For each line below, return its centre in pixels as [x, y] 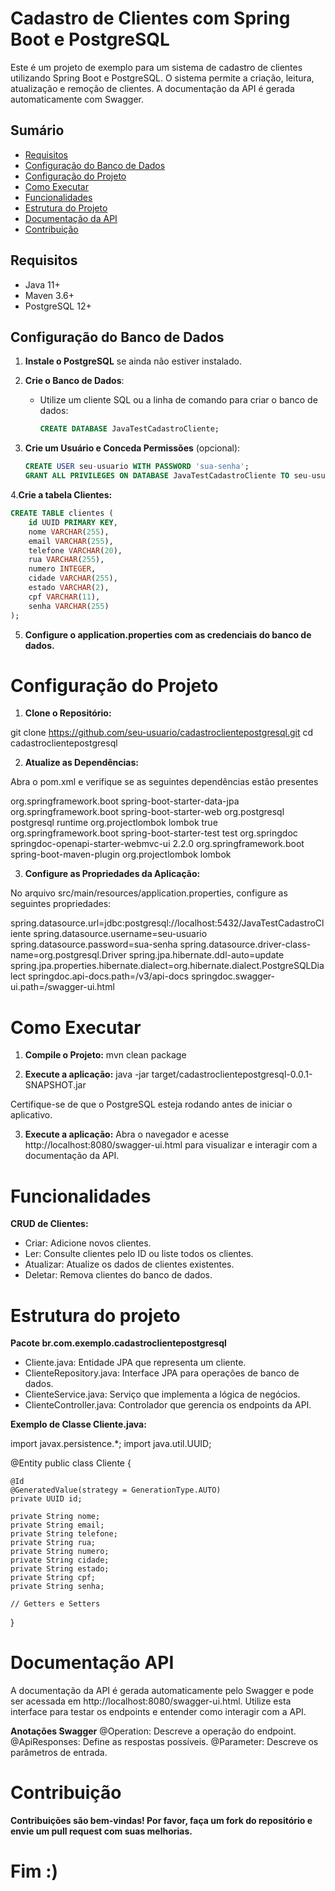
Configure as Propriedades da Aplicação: [112, 874]
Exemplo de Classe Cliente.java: [78, 1424]
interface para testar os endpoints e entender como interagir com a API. [158, 1712]
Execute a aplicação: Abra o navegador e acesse [127, 1134]
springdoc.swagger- [233, 976]
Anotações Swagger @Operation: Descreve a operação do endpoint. [153, 1731]
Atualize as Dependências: [81, 763]
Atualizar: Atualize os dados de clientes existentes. [129, 1264]
